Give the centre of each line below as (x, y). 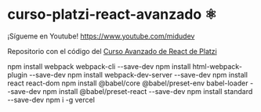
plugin (18, 74)
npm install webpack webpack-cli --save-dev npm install (99, 66)
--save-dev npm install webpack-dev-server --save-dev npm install (139, 74)
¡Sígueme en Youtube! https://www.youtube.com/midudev (101, 36)
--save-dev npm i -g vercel (51, 99)
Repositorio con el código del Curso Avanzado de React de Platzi (112, 51)
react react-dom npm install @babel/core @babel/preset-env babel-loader (128, 83)
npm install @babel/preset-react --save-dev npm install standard (147, 91)
